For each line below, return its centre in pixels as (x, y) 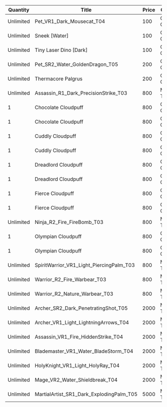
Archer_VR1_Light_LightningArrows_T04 (82, 322)
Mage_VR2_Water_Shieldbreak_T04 (76, 380)
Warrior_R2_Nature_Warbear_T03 (74, 294)
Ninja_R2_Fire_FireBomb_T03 (69, 222)
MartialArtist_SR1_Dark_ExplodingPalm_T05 (86, 394)
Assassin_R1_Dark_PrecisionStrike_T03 (81, 93)
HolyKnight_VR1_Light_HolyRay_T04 (77, 365)
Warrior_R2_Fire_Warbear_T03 (71, 280)
